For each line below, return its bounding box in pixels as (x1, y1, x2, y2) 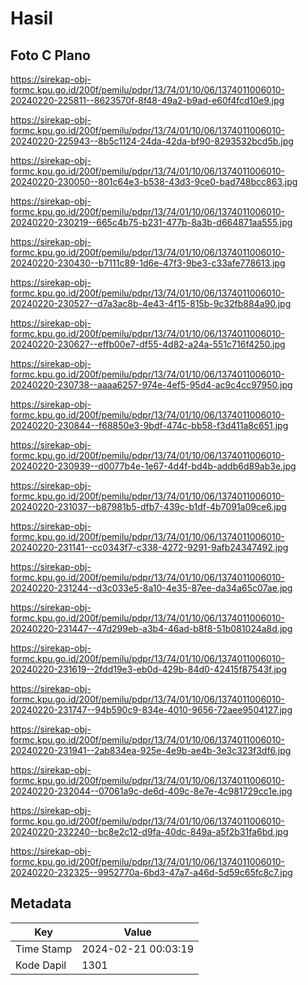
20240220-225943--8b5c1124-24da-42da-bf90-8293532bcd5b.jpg (10, 135, 294, 147)
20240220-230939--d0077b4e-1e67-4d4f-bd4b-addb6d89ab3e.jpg (10, 460, 297, 472)
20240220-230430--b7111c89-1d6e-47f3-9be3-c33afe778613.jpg (10, 257, 286, 269)
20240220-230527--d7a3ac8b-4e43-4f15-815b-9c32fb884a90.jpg (10, 298, 292, 309)
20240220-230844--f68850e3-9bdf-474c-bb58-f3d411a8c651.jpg (10, 420, 289, 431)
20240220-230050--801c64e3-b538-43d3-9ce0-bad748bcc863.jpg (10, 176, 298, 187)
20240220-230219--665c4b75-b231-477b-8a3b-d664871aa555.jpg (10, 217, 293, 228)
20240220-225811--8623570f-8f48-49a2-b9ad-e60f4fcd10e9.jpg (10, 95, 285, 106)
